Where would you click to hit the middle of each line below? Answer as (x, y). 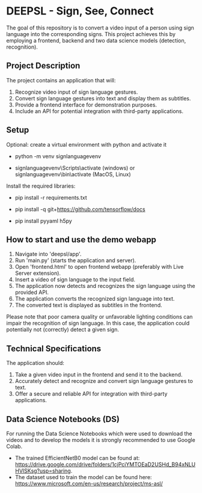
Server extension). (38, 273)
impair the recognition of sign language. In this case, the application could (98, 323)
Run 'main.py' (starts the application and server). (75, 260)
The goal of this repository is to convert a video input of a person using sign (100, 28)
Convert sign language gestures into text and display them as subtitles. (103, 98)
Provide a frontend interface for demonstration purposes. (86, 105)
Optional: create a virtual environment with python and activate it (87, 144)
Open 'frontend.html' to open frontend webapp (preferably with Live (99, 267)
